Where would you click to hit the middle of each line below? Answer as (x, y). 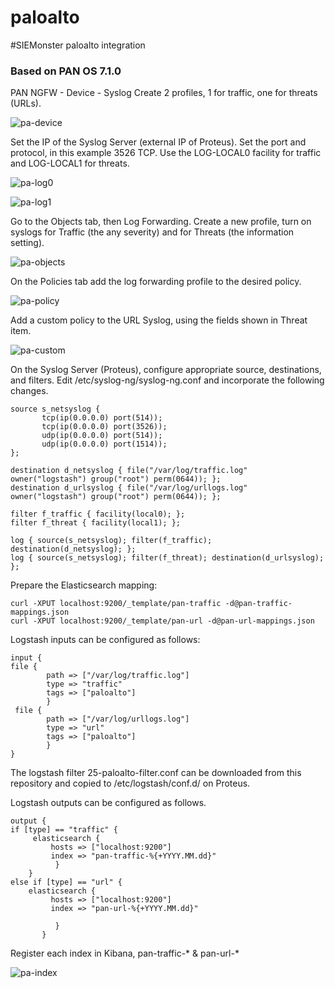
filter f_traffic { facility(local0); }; (98, 514)
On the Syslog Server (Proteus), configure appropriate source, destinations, (166, 370)
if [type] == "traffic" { (64, 830)
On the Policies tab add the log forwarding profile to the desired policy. (156, 282)
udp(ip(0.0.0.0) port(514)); (102, 436)
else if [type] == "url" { (66, 882)
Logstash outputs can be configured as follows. (108, 803)
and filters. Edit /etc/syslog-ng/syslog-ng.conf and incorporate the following (167, 380)
